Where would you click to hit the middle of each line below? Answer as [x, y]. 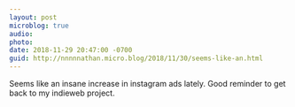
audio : [21, 34]
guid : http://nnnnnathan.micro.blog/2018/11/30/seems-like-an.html [136, 58]
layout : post [33, 17]
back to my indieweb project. [62, 93]
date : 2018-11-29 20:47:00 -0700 [71, 50]
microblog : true [39, 26]
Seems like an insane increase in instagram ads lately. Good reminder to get [147, 84]
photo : [21, 42]
